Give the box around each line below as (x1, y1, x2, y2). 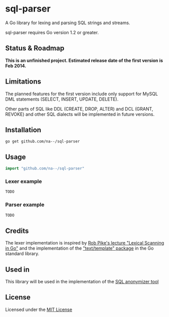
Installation (5, 125, 41, 134)
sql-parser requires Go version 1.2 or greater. (5, 29, 99, 35)
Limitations (5, 77, 41, 86)
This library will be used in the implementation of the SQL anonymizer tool (5, 279, 159, 285)
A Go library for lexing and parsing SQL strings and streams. (5, 20, 130, 26)
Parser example (5, 201, 44, 208)
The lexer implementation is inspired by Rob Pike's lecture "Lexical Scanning (5, 240, 164, 246)
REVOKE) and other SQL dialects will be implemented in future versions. (5, 111, 155, 117)
